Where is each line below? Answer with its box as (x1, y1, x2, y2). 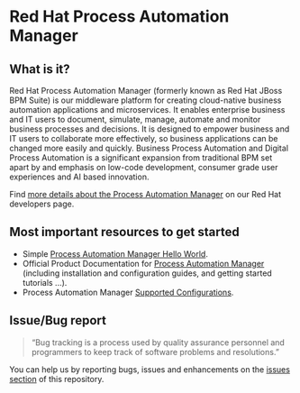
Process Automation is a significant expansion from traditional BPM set (9, 152, 273, 163)
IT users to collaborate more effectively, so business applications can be (9, 133, 278, 143)
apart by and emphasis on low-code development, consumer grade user (9, 162, 278, 172)
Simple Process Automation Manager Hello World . (22, 248, 209, 259)
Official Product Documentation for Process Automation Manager (22, 258, 265, 269)
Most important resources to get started (9, 224, 241, 240)
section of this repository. (9, 373, 105, 384)
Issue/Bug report (9, 313, 106, 328)
